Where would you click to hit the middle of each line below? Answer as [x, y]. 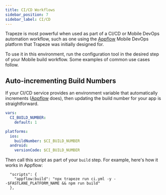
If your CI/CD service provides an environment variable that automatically [81, 93]
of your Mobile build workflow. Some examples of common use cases [78, 60]
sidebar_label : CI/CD [28, 19]
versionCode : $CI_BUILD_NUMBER [47, 150]
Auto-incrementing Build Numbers [61, 81]
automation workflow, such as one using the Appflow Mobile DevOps [77, 39]
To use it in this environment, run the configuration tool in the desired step [82, 54]
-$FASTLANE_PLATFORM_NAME [32, 183]
